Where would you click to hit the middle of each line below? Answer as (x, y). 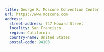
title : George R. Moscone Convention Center (52, 10)
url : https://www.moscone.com (37, 14)
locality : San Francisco (35, 28)
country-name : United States (40, 38)
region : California (30, 33)
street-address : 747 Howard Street (47, 24)
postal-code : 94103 (30, 42)
